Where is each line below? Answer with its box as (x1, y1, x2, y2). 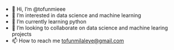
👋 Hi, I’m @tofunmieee (11, 6, 66, 12)
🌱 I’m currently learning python (11, 18, 87, 25)
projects (11, 31, 32, 38)
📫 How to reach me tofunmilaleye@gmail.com (11, 37, 124, 44)
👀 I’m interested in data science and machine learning (11, 12, 142, 19)
